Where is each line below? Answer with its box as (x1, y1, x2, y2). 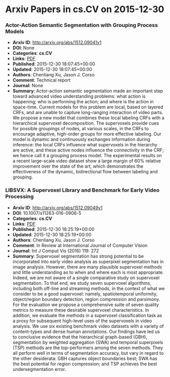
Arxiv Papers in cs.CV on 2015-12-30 (5, 4, 164, 15)
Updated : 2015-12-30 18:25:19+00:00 (12, 232, 92, 238)
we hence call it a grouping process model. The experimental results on (12, 153, 162, 159)
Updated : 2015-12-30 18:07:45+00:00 (12, 66, 93, 72)
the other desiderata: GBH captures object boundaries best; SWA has (12, 355, 158, 361)
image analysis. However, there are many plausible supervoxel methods (12, 263, 162, 270)
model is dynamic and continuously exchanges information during (12, 136, 150, 142)
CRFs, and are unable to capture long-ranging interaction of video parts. (12, 109, 163, 116)
